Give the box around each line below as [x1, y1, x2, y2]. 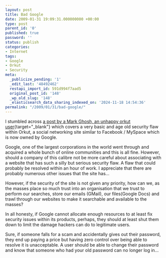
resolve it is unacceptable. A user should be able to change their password [5, 242, 159, 248]
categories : [5, 44, 30, 49]
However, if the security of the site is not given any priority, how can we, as [5, 180, 160, 186]
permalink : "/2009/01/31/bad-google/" [5, 105, 86, 110]
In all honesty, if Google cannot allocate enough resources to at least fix [5, 211, 153, 217]
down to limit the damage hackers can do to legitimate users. [5, 222, 131, 228]
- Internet [5, 49, 28, 54]
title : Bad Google [5, 12, 43, 17]
